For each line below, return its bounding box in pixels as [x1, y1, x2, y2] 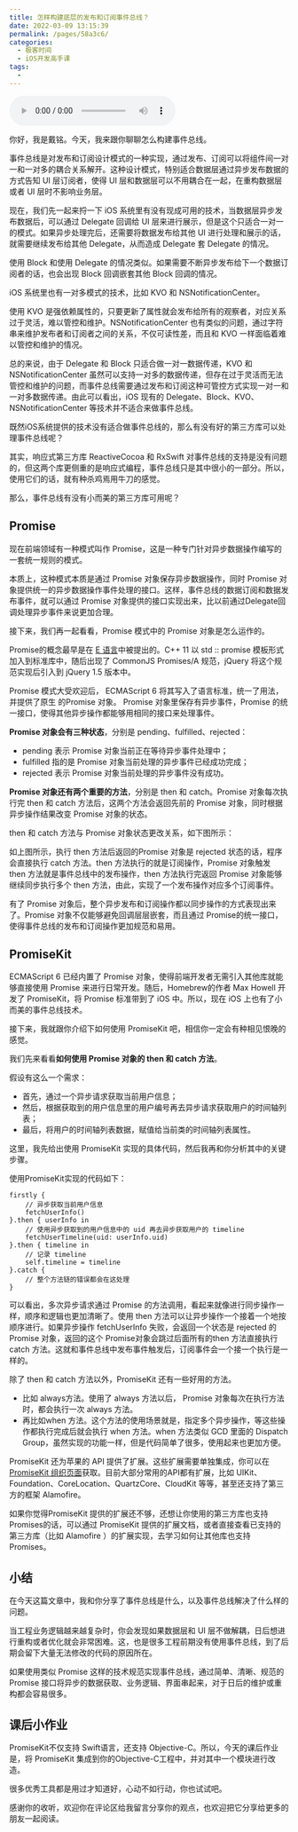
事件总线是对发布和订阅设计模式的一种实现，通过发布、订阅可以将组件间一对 [9, 153, 289, 163]
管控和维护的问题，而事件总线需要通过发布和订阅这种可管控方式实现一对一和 [9, 380, 289, 391]
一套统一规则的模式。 [9, 554, 87, 565]
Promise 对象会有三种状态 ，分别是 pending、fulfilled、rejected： [9, 726, 248, 737]
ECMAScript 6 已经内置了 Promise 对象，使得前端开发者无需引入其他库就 [9, 971, 276, 982]
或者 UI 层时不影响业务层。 [9, 186, 108, 196]
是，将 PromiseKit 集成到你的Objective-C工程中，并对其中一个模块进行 [9, 1754, 269, 1764]
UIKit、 [236, 1467, 263, 1478]
